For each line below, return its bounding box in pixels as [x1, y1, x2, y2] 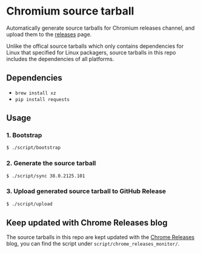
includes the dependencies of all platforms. [6, 55, 114, 62]
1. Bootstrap [6, 131, 42, 140]
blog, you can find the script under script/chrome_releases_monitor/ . [6, 240, 180, 248]
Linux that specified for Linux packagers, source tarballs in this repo [6, 48, 176, 56]
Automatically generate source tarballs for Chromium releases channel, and [6, 24, 195, 31]
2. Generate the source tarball [6, 159, 96, 168]
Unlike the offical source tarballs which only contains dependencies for [6, 42, 184, 50]
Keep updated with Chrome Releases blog [6, 218, 168, 228]
